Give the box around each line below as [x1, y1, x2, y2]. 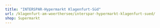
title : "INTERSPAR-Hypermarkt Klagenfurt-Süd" [5, 7, 101, 12]
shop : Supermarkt [5, 16, 40, 20]
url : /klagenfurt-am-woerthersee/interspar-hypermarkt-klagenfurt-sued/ [5, 11, 156, 16]
